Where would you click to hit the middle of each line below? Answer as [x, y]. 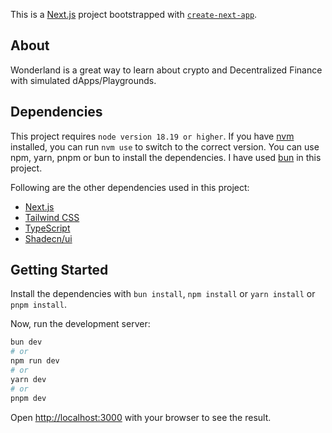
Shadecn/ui [48, 238]
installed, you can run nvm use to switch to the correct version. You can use [165, 146]
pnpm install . [38, 305]
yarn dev [28, 379]
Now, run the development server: [80, 324]
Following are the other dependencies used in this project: [130, 187]
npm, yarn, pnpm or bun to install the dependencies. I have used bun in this [166, 157]
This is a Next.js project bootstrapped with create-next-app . [134, 14]
